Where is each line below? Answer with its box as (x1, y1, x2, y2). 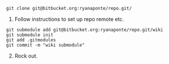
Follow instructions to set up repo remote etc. (14, 16, 125, 23)
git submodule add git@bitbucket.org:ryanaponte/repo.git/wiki (6, 27, 164, 33)
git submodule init (6, 32, 54, 38)
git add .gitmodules (6, 37, 57, 43)
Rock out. (14, 52, 38, 59)
